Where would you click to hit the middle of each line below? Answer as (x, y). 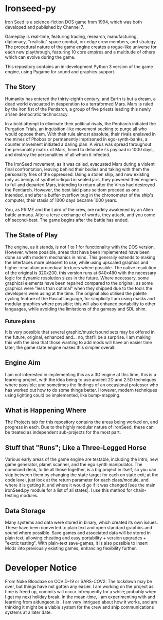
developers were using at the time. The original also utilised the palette (76, 293)
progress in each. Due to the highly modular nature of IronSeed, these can (80, 427)
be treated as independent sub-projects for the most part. (63, 432)
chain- (140, 490)
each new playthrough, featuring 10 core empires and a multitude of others (80, 52)
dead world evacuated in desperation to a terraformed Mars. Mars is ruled (79, 104)
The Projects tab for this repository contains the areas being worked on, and (81, 422)
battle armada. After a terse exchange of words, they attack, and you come (80, 215)
